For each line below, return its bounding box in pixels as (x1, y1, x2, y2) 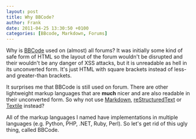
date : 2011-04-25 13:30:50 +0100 (6, 25, 89, 31)
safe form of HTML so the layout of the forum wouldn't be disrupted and (6, 53, 183, 60)
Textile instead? (6, 102, 45, 109)
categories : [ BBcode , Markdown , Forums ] (6, 31, 108, 37)
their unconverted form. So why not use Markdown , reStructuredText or (6, 96, 182, 104)
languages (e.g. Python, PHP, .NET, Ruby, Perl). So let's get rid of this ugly (6, 120, 188, 127)
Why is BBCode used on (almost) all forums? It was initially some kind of (6, 47, 183, 54)
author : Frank (6, 20, 42, 25)
